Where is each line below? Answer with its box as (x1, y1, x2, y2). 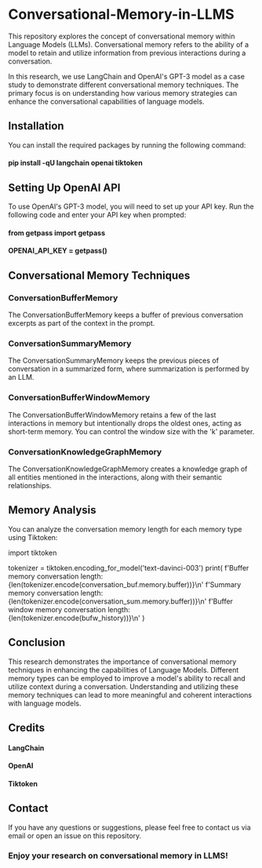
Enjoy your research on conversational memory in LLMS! (8, 850, 229, 861)
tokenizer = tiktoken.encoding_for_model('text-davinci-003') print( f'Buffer (8, 563, 249, 572)
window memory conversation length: (8, 604, 131, 614)
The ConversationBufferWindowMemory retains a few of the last (8, 410, 217, 419)
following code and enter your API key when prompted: (8, 210, 187, 220)
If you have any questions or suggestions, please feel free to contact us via (8, 822, 251, 832)
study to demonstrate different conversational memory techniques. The (8, 80, 239, 89)
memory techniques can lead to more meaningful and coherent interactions (8, 690, 253, 699)
